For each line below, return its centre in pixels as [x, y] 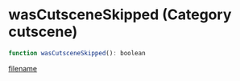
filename [23, 68]
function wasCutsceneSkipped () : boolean [77, 53]
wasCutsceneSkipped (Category [120, 15]
